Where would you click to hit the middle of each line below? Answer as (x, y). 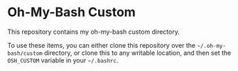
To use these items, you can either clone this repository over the (102, 45)
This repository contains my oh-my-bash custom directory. (93, 32)
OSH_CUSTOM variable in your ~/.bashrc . (63, 60)
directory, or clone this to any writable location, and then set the (137, 53)
